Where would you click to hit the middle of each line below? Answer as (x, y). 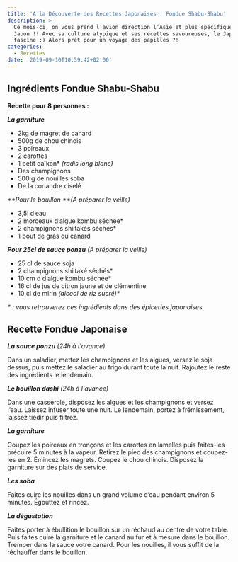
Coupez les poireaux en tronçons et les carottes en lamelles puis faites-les (116, 445)
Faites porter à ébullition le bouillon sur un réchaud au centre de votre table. (118, 530)
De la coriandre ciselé (49, 185)
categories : (25, 47)
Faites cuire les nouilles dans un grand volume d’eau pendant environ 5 (111, 495)
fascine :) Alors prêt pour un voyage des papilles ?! (96, 40)
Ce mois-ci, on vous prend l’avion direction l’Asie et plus (106, 27)
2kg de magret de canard (55, 133)
